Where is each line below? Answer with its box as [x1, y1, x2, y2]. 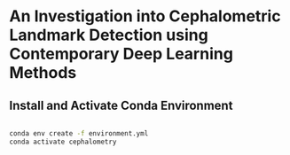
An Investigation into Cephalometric [9, 6, 281, 27]
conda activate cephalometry [9, 137, 117, 146]
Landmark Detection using [9, 25, 208, 45]
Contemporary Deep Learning [9, 44, 233, 64]
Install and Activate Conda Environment [9, 97, 233, 112]
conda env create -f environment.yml [9, 129, 149, 138]
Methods [9, 63, 77, 83]
